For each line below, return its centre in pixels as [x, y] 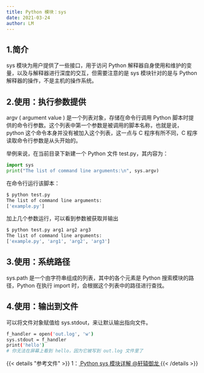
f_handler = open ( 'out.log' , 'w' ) [50, 334]
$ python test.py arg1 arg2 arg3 [49, 230]
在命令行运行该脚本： [33, 183]
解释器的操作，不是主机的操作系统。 [52, 81]
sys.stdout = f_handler [37, 339]
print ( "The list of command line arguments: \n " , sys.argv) [83, 171]
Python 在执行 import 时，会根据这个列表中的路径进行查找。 [92, 285]
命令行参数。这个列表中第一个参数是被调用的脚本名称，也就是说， [100, 125]
